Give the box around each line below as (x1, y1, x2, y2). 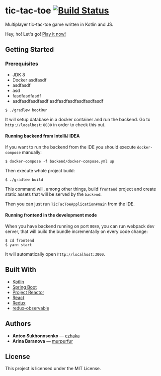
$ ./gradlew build (5, 177, 43, 182)
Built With (5, 266, 36, 274)
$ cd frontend (5, 238, 35, 243)
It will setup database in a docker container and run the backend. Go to (5, 116, 151, 122)
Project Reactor (12, 289, 45, 295)
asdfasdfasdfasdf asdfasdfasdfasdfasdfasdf (12, 98, 104, 104)
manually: (22, 149, 42, 155)
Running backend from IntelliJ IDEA (5, 133, 80, 139)
